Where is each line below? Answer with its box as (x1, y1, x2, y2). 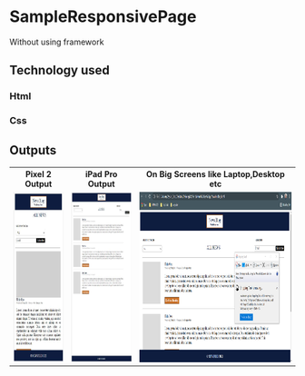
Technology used (9, 63, 111, 78)
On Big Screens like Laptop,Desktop (145, 169, 285, 180)
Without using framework (9, 36, 104, 47)
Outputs (9, 143, 57, 158)
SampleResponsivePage (9, 6, 197, 27)
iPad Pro (84, 169, 118, 180)
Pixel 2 (25, 169, 52, 180)
